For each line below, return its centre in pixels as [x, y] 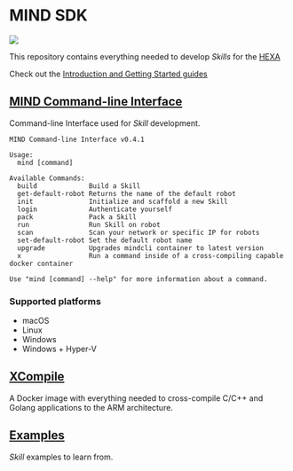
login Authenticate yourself [95, 209]
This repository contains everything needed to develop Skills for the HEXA [145, 56]
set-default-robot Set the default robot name [105, 240]
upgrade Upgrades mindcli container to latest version [141, 248]
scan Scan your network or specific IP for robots [139, 232]
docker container [41, 263]
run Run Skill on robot [89, 224]
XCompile [37, 377]
